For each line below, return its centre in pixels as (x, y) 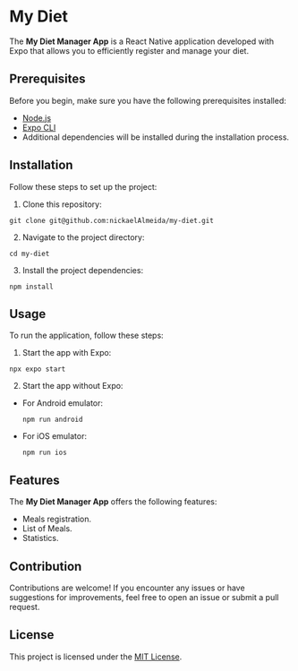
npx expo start (38, 369)
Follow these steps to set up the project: (83, 186)
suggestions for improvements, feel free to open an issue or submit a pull (144, 597)
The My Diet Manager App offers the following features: (113, 502)
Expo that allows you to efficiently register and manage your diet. (129, 50)
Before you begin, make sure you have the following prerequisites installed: (148, 100)
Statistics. (41, 538)
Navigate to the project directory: (83, 237)
